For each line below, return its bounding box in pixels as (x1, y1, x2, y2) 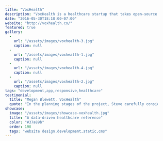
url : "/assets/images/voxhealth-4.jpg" (14, 66, 95, 71)
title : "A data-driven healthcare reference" (9, 115, 103, 120)
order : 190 (9, 124, 32, 129)
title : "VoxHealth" (5, 7, 45, 12)
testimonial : (5, 93, 32, 97)
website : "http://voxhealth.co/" (5, 20, 73, 26)
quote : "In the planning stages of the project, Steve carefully (9, 102, 145, 107)
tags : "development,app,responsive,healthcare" (5, 88, 103, 93)
